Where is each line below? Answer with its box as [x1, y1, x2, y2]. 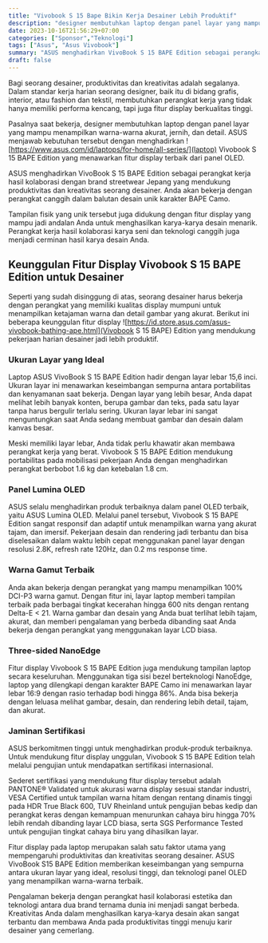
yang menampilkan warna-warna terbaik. [8, 876, 144, 886]
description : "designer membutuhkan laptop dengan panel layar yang [8, 19, 241, 27]
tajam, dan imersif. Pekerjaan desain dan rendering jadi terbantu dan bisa [8, 528, 249, 537]
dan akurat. [8, 705, 46, 715]
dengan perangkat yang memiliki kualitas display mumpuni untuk [8, 300, 222, 310]
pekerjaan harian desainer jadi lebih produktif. [8, 334, 159, 343]
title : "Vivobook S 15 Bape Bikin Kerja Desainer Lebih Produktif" [8, 11, 238, 20]
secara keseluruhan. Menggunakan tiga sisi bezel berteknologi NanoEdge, [8, 672, 253, 681]
